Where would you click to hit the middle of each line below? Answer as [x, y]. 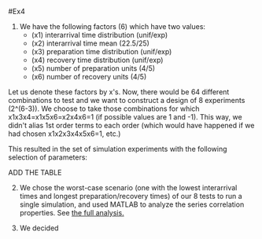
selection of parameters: [48, 157]
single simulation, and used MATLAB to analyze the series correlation [132, 204]
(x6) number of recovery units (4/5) [89, 77]
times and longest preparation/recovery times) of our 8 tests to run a [131, 196]
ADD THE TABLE [35, 173]
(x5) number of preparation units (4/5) [93, 68]
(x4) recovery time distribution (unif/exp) [97, 60]
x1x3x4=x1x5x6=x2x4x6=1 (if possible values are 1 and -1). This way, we [125, 117]
